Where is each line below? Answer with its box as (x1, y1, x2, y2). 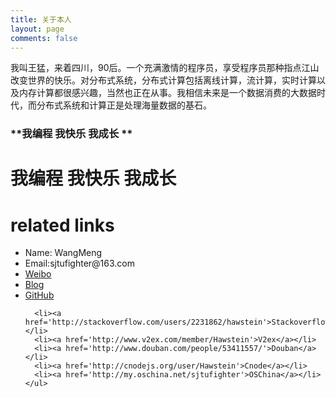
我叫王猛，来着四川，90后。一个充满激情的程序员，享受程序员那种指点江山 (10, 62, 320, 74)
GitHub (24, 289, 55, 301)
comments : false (10, 33, 78, 43)
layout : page (10, 24, 65, 34)
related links (10, 214, 115, 236)
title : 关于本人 (10, 14, 72, 25)
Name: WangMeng (24, 247, 103, 259)
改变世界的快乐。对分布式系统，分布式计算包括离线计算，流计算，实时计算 (10, 74, 317, 86)
